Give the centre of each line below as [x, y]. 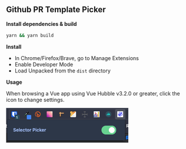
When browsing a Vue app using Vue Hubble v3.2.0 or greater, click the [93, 93]
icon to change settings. [35, 100]
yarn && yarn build [30, 35]
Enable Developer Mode [44, 64]
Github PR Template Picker [56, 10]
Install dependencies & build [41, 24]
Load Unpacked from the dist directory [62, 71]
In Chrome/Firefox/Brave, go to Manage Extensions [77, 58]
